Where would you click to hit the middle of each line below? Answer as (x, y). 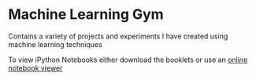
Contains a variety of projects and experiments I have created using (118, 36)
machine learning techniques (55, 44)
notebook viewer (35, 67)
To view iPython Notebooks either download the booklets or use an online (128, 60)
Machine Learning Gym (86, 15)
